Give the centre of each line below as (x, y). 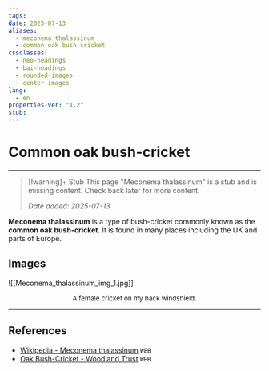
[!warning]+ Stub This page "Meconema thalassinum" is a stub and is (143, 182)
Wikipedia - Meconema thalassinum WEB (86, 350)
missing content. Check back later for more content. (114, 190)
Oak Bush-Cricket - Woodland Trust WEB (85, 358)
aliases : (23, 30)
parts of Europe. (35, 238)
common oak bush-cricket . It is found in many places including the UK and (133, 230)
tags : (17, 16)
